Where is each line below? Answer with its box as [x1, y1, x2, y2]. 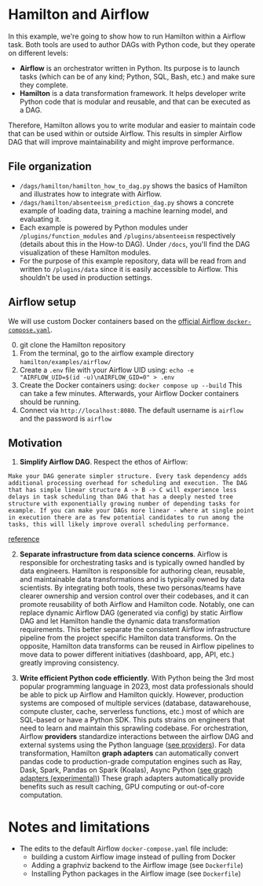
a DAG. [19, 105, 42, 115]
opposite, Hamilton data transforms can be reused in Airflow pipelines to [19, 642, 254, 651]
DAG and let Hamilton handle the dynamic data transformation [19, 616, 221, 626]
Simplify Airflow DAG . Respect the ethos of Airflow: [19, 458, 188, 467]
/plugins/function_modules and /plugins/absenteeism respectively [19, 230, 236, 241]
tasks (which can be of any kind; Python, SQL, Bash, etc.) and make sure [19, 72, 255, 81]
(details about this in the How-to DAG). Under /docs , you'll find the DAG [19, 239, 250, 248]
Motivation [8, 436, 63, 450]
